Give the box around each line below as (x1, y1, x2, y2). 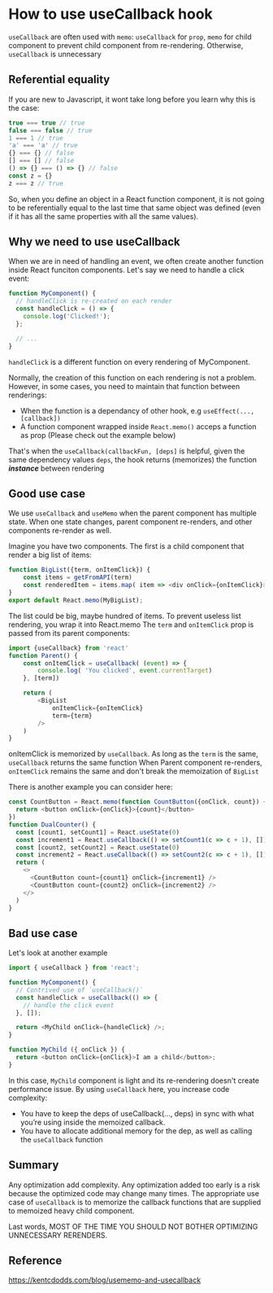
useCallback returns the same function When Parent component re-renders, (8, 758, 262, 768)
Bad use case (8, 926, 78, 940)
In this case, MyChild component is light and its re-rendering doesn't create (8, 1076, 260, 1085)
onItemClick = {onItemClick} (51, 703, 144, 712)
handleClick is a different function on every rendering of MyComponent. (8, 357, 250, 366)
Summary (8, 1158, 59, 1172)
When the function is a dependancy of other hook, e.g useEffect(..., (19, 405, 254, 415)
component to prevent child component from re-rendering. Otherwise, (8, 40, 244, 50)
